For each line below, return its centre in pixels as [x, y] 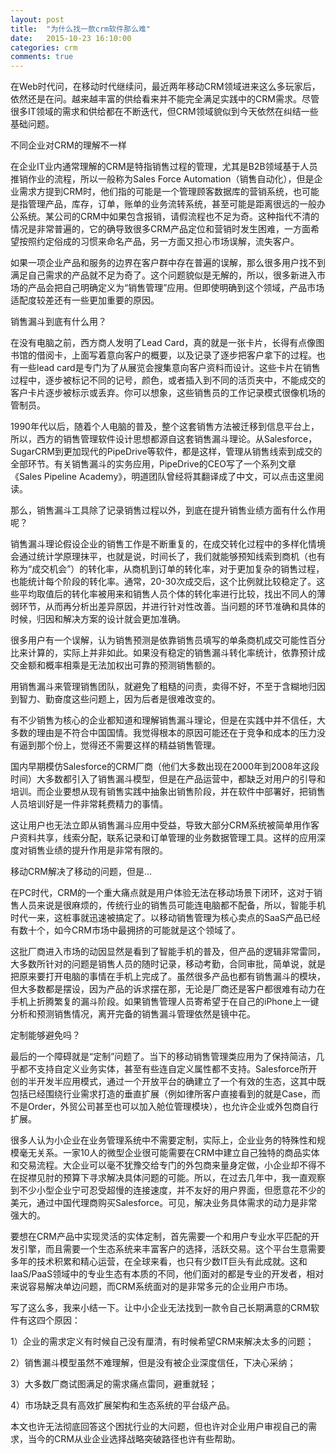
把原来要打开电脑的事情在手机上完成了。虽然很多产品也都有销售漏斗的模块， [168, 977]
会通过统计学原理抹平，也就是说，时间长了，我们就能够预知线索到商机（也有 [168, 557]
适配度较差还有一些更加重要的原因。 [85, 300]
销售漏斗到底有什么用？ [58, 322]
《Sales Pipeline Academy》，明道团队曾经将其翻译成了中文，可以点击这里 [163, 477]
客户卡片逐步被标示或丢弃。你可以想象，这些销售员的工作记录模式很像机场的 [168, 393]
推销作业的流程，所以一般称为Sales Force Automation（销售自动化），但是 [162, 179]
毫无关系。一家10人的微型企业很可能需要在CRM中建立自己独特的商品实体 [169, 1153]
